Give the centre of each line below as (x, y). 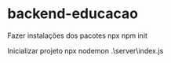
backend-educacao (73, 14)
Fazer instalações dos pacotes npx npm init (78, 35)
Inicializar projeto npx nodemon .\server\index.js (85, 50)
